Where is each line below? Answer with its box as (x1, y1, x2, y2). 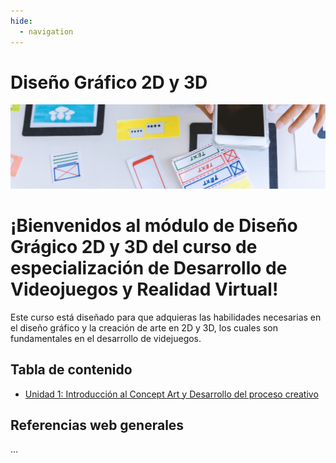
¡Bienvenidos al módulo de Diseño (10, 214, 298, 237)
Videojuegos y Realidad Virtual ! (10, 278, 279, 300)
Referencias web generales (10, 416, 185, 434)
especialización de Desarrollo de (10, 256, 288, 279)
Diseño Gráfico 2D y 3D (10, 71, 208, 94)
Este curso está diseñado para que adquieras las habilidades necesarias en (10, 311, 322, 323)
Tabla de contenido (10, 361, 133, 379)
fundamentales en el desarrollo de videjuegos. (10, 332, 202, 344)
